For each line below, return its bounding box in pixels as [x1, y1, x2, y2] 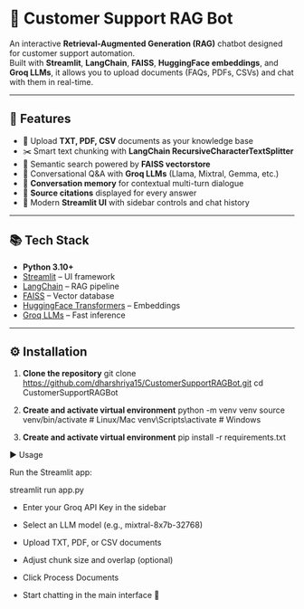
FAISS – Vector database [22, 290, 115, 301]
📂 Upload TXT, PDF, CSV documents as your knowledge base [22, 135, 253, 146]
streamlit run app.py [9, 484, 84, 496]
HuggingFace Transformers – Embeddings [22, 300, 181, 310]
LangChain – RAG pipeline [22, 281, 119, 291]
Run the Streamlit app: [9, 467, 92, 478]
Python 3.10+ [22, 262, 74, 272]
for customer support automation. [9, 47, 136, 58]
